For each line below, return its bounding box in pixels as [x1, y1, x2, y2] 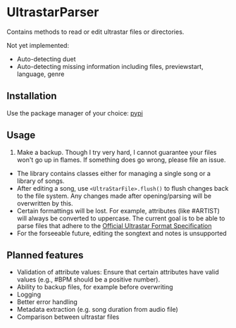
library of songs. [16, 177, 65, 185]
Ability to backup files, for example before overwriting [16, 283, 173, 291]
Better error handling [16, 298, 78, 306]
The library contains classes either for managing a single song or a [16, 169, 211, 177]
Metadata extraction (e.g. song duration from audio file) [16, 305, 179, 314]
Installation [6, 90, 57, 102]
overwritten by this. [16, 198, 73, 208]
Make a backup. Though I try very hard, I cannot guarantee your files [16, 148, 217, 156]
